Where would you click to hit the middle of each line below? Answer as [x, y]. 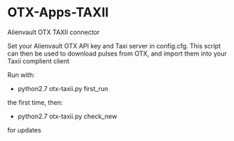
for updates [24, 130]
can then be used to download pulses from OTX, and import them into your [117, 53]
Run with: [21, 75]
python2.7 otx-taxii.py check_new [67, 116]
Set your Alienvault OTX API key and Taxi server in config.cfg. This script [114, 46]
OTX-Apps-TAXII [58, 12]
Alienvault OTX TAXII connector [54, 32]
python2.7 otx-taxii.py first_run [63, 88]
